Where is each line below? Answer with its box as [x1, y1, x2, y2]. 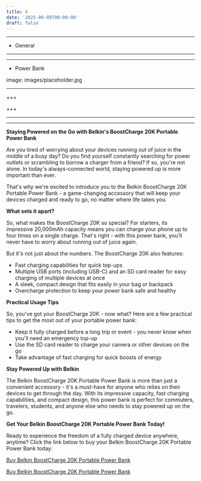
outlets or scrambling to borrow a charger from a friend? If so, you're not [6, 159, 185, 166]
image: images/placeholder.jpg [6, 76, 83, 84]
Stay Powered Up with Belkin [6, 365, 80, 372]
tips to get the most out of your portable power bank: [6, 317, 137, 324]
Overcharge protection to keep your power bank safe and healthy [14, 287, 176, 294]
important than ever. [6, 172, 56, 179]
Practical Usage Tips [6, 299, 59, 306]
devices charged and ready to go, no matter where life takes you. [6, 196, 167, 203]
